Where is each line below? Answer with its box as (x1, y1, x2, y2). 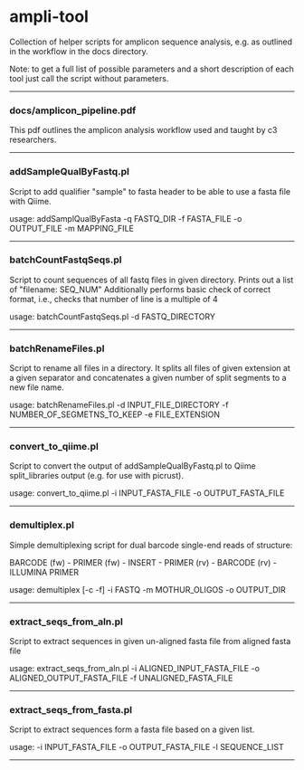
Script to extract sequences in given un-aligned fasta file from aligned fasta (9, 636, 291, 647)
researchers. (9, 134, 57, 146)
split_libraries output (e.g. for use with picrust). (9, 471, 184, 481)
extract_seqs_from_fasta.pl (9, 703, 133, 716)
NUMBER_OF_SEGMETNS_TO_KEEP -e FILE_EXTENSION (9, 409, 220, 420)
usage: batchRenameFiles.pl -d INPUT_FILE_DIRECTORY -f (9, 400, 229, 411)
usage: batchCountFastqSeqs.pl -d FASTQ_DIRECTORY (9, 310, 215, 322)
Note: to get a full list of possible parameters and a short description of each (9, 63, 294, 74)
